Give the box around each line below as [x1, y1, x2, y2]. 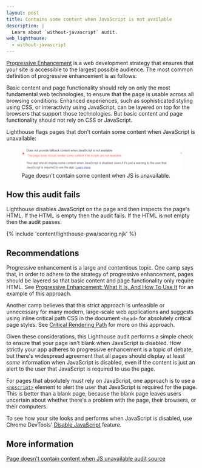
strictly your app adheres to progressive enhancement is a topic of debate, [6, 346, 193, 353]
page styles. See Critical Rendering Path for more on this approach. [6, 321, 175, 329]
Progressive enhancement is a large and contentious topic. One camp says [6, 264, 194, 271]
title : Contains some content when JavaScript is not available [6, 16, 172, 23]
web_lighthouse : [6, 35, 47, 42]
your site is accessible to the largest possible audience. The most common [6, 66, 193, 73]
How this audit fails [6, 189, 81, 200]
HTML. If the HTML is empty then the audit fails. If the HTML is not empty [6, 212, 190, 219]
